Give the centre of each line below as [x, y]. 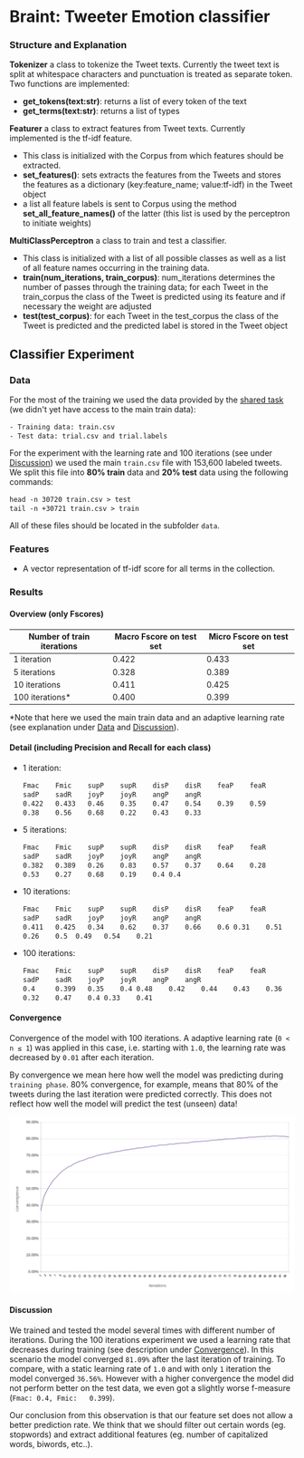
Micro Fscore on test [248, 637]
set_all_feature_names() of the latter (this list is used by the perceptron [156, 214]
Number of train [59, 637]
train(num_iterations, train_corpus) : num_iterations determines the [149, 277]
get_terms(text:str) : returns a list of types [101, 111]
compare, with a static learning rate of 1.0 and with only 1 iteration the [140, 1368]
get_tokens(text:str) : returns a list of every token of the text [134, 101]
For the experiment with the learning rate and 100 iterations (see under [141, 453]
